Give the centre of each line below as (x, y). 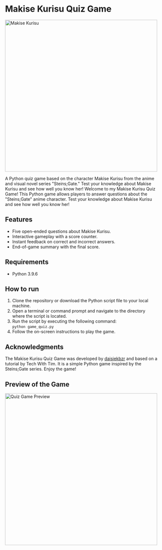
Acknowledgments (35, 347)
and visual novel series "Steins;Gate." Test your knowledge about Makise (78, 184)
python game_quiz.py (33, 327)
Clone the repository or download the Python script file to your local (80, 301)
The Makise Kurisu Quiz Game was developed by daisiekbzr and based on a (81, 359)
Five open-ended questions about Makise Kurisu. (61, 231)
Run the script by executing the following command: (64, 321)
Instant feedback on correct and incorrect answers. (64, 241)
